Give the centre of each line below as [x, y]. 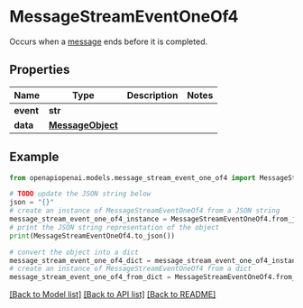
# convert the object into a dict [74, 252]
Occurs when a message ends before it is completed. [109, 41]
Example [34, 157]
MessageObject [83, 125]
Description [152, 95]
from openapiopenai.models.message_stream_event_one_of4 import [133, 177]
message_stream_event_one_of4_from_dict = [90, 277]
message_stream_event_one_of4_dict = [80, 260]
